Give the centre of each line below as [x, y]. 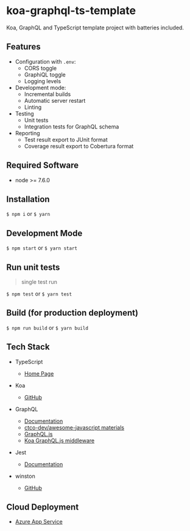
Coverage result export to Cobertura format [79, 146]
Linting [33, 107]
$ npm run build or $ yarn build [47, 327]
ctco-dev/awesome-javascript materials [74, 427]
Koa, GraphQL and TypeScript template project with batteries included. [95, 28]
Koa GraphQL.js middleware [59, 440]
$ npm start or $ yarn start [42, 248]
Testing [25, 113]
